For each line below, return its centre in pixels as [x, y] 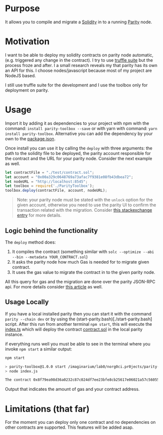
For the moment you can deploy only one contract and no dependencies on [81, 422]
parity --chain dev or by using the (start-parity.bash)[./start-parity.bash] [79, 319]
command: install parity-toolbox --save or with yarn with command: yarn [81, 128]
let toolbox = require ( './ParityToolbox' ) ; [50, 186]
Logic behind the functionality [51, 230]
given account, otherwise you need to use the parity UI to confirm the [86, 205]
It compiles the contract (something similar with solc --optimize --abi [83, 251]
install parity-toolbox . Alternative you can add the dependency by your [79, 134]
